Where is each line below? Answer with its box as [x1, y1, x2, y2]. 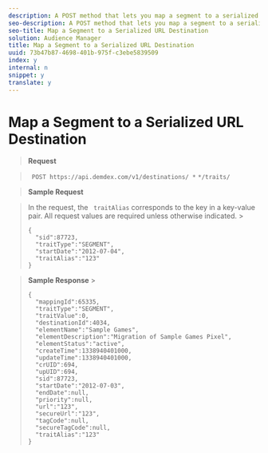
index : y [8, 57, 37, 65]
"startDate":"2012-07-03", [35, 382, 125, 390]
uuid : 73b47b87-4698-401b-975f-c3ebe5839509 [8, 49, 159, 57]
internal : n [8, 64, 48, 72]
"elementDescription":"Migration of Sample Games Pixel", [35, 333, 232, 341]
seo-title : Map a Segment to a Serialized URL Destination [8, 26, 209, 34]
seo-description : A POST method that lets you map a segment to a [8, 19, 234, 27]
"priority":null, [35, 396, 93, 404]
